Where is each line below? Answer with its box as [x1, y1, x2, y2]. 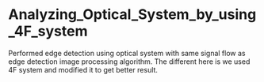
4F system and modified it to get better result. [8, 65, 159, 74]
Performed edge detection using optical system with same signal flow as [8, 48, 246, 58]
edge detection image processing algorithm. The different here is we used [8, 57, 251, 66]
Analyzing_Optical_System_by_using [8, 6, 257, 24]
